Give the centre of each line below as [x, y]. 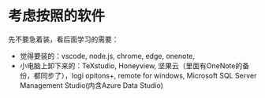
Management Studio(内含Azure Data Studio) [91, 85]
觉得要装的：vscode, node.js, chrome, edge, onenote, [107, 56]
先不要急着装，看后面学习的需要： [63, 39]
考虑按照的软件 [57, 16]
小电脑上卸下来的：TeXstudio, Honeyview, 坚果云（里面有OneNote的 [131, 65]
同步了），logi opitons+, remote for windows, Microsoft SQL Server [149, 75]
